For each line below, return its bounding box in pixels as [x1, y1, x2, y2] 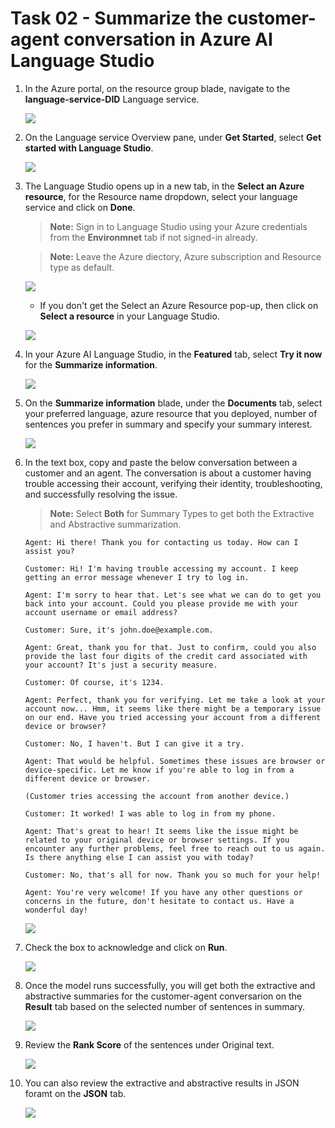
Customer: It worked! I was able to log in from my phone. [24, 808, 277, 819]
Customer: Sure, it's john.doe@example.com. [24, 625, 214, 635]
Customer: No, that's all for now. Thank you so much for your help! [24, 870, 322, 880]
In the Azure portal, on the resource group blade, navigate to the [24, 82, 291, 94]
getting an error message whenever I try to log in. [24, 572, 250, 582]
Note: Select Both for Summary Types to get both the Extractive [49, 507, 315, 519]
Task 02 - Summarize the [10, 7, 223, 30]
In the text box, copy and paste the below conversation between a [24, 456, 298, 468]
